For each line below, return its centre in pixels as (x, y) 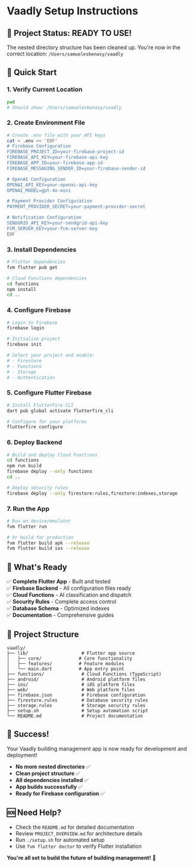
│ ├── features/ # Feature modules (66, 664)
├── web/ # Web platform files (71, 690)
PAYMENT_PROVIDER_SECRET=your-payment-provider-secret (76, 207)
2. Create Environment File (46, 122)
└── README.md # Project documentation (75, 716)
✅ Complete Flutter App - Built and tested (59, 581)
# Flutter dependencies (36, 262)
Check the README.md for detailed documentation (75, 827)
